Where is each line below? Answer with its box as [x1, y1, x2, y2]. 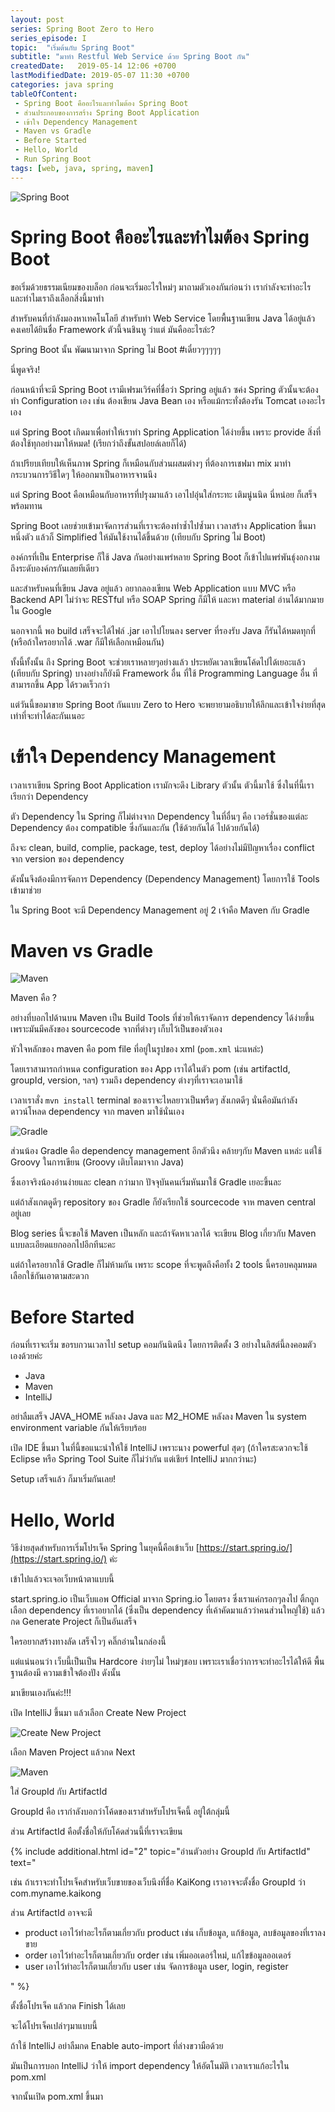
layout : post [10, 14, 65, 25]
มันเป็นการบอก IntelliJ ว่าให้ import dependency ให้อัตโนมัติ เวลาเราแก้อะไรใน [10, 2060, 290, 2072]
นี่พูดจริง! [10, 363, 41, 375]
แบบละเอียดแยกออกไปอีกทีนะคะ [10, 1239, 116, 1251]
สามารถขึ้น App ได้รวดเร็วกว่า [10, 678, 110, 690]
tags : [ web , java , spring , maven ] [10, 163, 155, 173]
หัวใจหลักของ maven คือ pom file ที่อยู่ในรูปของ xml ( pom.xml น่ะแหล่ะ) [10, 1043, 265, 1055]
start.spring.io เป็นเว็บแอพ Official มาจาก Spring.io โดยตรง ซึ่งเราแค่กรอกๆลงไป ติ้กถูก [10, 1593, 320, 1605]
